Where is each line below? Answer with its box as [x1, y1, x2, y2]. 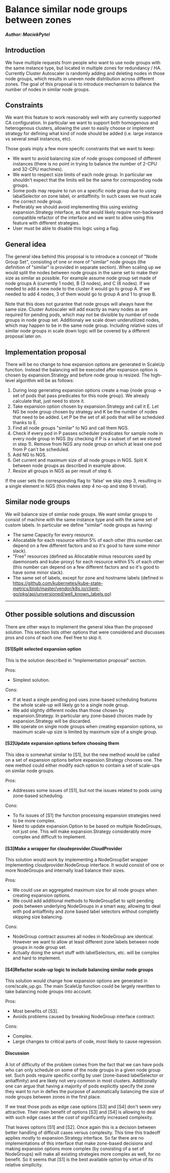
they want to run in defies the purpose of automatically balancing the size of [5, 1088, 164, 1094]
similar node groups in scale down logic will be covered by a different [5, 328, 150, 334]
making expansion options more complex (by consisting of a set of [5, 1145, 144, 1152]
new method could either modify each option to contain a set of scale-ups [5, 763, 160, 769]
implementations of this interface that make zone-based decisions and [5, 1140, 153, 1146]
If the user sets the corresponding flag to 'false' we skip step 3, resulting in [5, 478, 162, 484]
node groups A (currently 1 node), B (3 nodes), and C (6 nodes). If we [5, 280, 150, 286]
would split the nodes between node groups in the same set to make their [5, 270, 158, 276]
